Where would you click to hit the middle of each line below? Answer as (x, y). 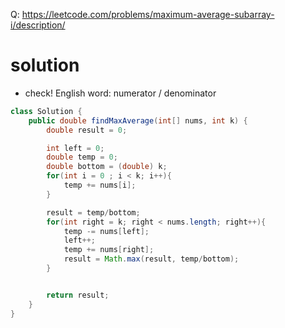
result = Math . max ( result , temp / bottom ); (151, 259)
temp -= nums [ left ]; (106, 231)
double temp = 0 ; (82, 157)
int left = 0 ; (75, 148)
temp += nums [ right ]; (109, 250)
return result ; (78, 295)
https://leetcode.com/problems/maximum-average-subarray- (148, 14)
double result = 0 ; (87, 130)
